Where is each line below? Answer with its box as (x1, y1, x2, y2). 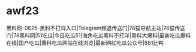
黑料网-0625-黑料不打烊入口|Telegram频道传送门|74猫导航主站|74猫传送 (6, 24, 186, 31)
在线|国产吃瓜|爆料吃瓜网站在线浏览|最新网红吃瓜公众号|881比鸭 (6, 39, 164, 46)
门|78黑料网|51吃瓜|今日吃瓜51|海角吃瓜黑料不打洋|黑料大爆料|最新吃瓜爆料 (6, 31, 191, 39)
